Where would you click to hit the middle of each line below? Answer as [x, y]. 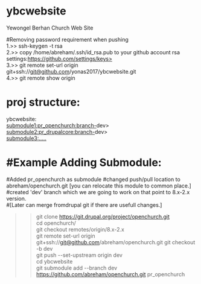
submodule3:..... [27, 138]
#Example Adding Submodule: [84, 163]
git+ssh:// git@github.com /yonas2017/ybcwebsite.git [71, 71]
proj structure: [43, 102]
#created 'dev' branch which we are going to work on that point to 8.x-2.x [98, 192]
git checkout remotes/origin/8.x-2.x [80, 229]
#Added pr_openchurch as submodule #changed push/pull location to [94, 179]
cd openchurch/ [56, 223]
